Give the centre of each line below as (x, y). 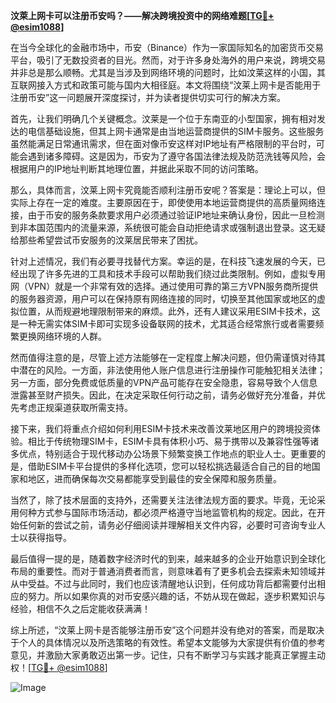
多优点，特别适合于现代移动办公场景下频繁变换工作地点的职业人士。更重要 (163, 453)
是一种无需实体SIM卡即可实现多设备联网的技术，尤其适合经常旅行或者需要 (163, 323)
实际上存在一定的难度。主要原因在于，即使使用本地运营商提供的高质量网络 (163, 202)
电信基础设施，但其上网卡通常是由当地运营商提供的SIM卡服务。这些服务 (176, 131)
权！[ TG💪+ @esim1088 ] (59, 667)
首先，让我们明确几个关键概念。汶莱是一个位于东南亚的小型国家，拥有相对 (163, 118)
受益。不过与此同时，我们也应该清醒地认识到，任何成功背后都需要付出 (172, 583)
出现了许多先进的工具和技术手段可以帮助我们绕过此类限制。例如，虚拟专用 (172, 273)
